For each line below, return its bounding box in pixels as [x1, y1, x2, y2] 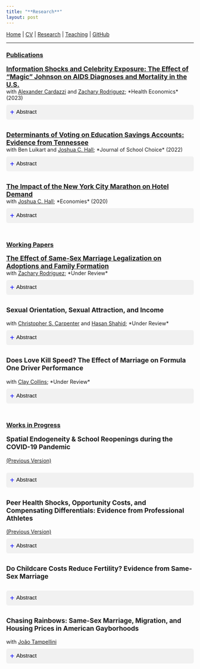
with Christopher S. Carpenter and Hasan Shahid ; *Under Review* [6, 320, 169, 327]
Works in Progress [6, 421, 61, 429]
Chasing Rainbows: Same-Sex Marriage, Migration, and [6, 616, 182, 625]
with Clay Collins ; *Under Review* [6, 378, 90, 385]
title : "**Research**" [6, 8, 62, 15]
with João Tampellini [6, 638, 57, 646]
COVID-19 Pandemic [6, 443, 71, 451]
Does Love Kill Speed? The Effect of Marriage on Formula [6, 356, 186, 365]
